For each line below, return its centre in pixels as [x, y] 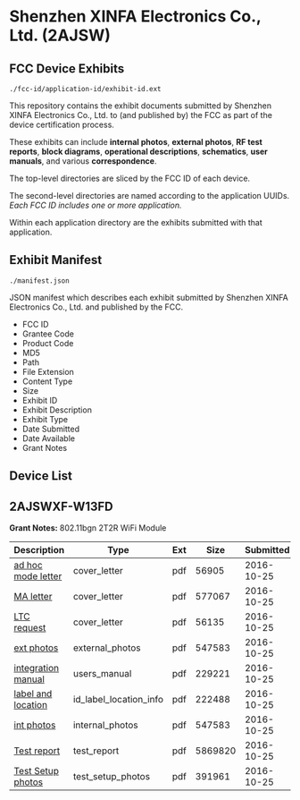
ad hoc [28, 566]
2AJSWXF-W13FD [61, 506]
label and [33, 694]
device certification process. [62, 124]
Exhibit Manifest [56, 260]
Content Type [47, 381]
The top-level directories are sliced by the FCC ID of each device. [130, 178]
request [30, 628]
